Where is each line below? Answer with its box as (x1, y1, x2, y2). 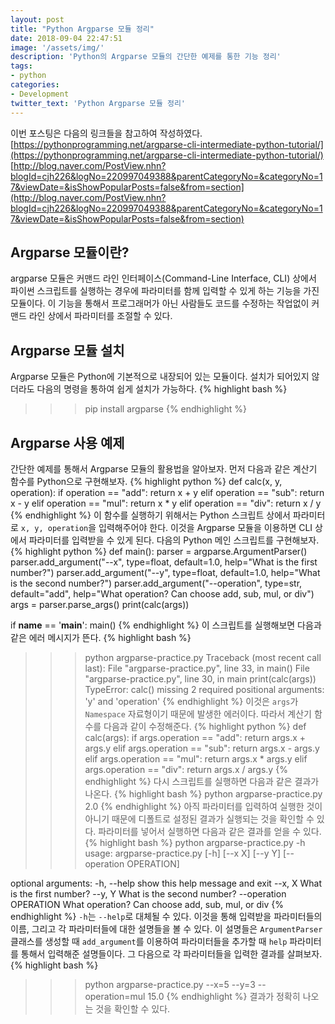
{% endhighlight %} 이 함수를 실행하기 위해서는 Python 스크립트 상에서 (10, 509, 291, 521)
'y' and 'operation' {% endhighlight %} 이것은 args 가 (84, 695, 299, 707)
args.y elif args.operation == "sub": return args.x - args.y (84, 742, 320, 754)
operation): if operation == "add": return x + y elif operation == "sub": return (10, 486, 325, 498)
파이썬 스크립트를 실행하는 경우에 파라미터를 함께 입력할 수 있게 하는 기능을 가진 (10, 285, 320, 297)
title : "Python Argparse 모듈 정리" (10, 24, 155, 34)
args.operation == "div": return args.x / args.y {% (84, 763, 288, 775)
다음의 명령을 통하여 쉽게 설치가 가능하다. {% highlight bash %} (36, 383, 288, 395)
